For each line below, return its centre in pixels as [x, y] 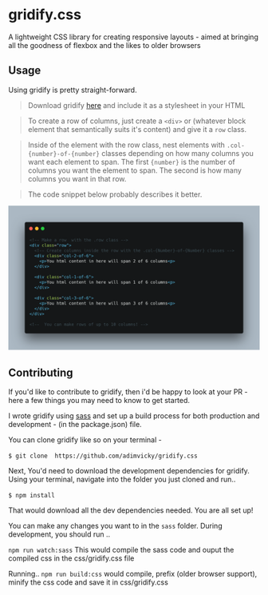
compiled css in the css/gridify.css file [71, 558]
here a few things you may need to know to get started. [99, 400]
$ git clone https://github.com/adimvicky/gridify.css [103, 456]
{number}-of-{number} [63, 154]
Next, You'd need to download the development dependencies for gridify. [129, 470]
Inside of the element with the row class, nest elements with [126, 145]
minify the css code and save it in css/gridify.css [89, 582]
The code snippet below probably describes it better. [115, 194]
